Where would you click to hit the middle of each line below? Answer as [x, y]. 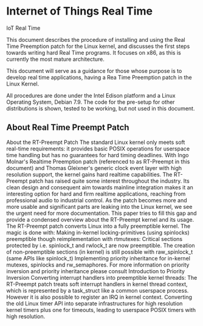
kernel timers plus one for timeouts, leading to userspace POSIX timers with [101, 310]
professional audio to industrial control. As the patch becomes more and [97, 200]
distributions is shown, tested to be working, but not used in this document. [101, 108]
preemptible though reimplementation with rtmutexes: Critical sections [95, 239]
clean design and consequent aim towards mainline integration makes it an [100, 187]
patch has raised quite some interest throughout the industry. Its [109, 181]
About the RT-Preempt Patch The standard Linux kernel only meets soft [96, 142]
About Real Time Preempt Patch [68, 128]
